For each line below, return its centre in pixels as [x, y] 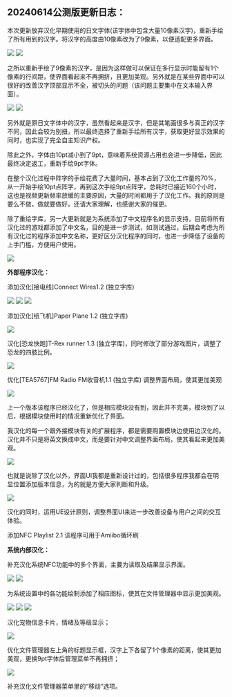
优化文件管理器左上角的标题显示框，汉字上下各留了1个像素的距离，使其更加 [114, 650]
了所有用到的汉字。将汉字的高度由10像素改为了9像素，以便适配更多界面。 [112, 39]
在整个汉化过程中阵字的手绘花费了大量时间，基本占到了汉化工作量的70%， [114, 178]
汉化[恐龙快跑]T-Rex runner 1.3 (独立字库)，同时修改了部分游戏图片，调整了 [115, 343]
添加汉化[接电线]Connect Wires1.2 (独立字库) [71, 287]
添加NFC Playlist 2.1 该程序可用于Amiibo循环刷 [73, 535]
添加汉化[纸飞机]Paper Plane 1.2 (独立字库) [68, 316]
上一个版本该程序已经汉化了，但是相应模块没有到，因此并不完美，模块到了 [113, 407]
